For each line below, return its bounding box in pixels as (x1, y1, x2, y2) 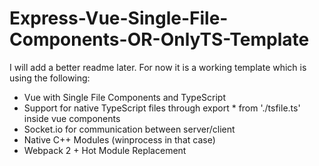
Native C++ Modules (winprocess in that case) (23, 133, 216, 146)
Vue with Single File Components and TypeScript (23, 91, 227, 103)
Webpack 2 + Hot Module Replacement (23, 144, 187, 156)
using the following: (9, 72, 91, 84)
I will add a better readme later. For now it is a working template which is (9, 61, 307, 73)
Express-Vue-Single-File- (9, 7, 229, 30)
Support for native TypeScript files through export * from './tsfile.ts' (23, 102, 301, 114)
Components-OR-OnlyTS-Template (9, 28, 310, 51)
